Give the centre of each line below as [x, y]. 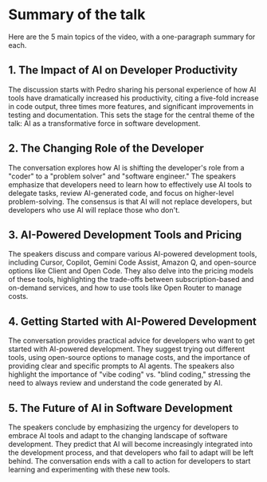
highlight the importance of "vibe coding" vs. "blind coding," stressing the [130, 374]
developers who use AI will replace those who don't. [94, 210]
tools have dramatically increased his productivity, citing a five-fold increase [133, 98]
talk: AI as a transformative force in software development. [104, 123]
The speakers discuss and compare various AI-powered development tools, [133, 254]
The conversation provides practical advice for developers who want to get [132, 341]
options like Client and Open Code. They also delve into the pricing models [131, 271]
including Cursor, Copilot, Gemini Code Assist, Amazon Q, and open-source [132, 263]
